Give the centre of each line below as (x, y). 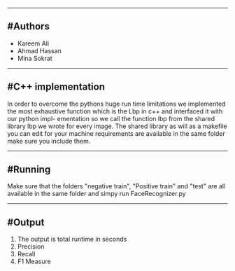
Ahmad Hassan (39, 50)
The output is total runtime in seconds (72, 239)
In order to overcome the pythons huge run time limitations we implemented (116, 104)
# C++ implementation (56, 87)
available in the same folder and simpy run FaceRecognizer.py (97, 194)
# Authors (29, 26)
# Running (29, 170)
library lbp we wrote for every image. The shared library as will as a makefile (117, 126)
